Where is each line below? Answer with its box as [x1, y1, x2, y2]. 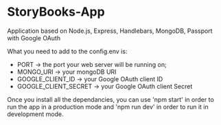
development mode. [7, 110, 64, 118]
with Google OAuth [7, 33, 60, 42]
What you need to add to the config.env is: [7, 47, 128, 55]
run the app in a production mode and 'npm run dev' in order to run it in [7, 102, 209, 111]
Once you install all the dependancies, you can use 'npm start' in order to [7, 95, 214, 103]
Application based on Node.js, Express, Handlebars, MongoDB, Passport [7, 27, 213, 35]
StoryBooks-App [7, 4, 105, 20]
